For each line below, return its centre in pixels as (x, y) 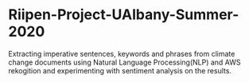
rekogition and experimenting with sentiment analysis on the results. (120, 70)
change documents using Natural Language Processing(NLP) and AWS (124, 62)
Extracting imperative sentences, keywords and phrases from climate (122, 53)
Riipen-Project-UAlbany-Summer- (124, 15)
